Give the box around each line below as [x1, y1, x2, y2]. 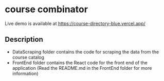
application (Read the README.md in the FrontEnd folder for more [12, 65, 152, 71]
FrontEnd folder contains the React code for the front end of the [12, 60, 148, 66]
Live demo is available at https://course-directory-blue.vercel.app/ [5, 20, 146, 26]
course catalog [12, 54, 45, 60]
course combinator [5, 4, 88, 15]
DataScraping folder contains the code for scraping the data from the [12, 48, 159, 55]
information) [12, 70, 39, 76]
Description [5, 35, 43, 44]
